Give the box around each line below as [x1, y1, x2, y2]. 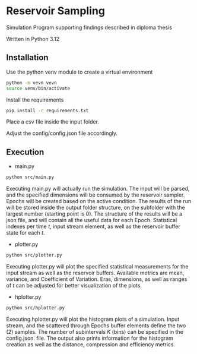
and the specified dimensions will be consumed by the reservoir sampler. [6, 191, 185, 198]
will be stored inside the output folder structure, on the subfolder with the [6, 204, 185, 211]
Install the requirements [6, 96, 64, 103]
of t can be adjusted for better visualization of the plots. [6, 282, 142, 289]
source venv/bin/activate [6, 85, 70, 91]
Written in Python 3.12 [6, 35, 59, 42]
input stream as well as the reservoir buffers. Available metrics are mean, [6, 269, 185, 276]
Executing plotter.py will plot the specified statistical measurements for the [6, 263, 189, 270]
